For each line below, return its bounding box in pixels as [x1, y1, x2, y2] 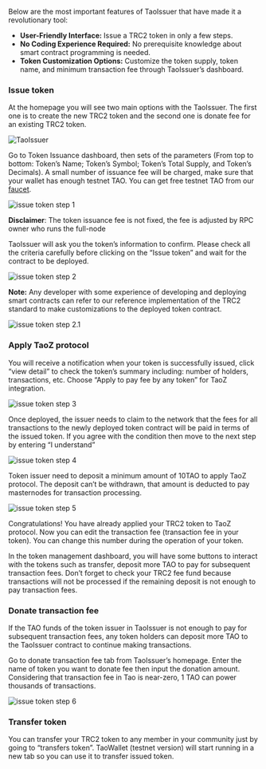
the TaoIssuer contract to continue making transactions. [8, 640, 192, 649]
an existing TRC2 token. [8, 120, 87, 129]
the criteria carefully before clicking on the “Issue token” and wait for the [8, 248, 247, 258]
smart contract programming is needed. [19, 48, 151, 57]
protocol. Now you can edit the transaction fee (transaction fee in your [8, 527, 239, 537]
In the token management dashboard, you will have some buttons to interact [8, 551, 258, 561]
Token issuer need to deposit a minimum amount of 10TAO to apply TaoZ [8, 470, 247, 480]
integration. [8, 383, 46, 393]
